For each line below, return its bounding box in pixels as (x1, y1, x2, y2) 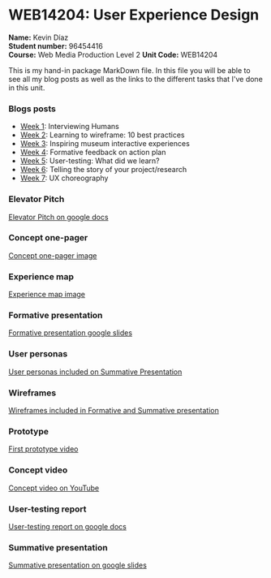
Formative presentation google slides (8, 328, 132, 338)
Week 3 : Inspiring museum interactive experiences (19, 139, 191, 149)
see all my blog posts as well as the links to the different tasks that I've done (8, 74, 264, 84)
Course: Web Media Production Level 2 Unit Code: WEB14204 (8, 50, 218, 59)
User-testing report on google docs (8, 521, 127, 531)
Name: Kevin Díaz (8, 32, 69, 42)
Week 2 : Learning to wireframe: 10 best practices (19, 130, 185, 140)
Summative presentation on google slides (8, 560, 148, 570)
